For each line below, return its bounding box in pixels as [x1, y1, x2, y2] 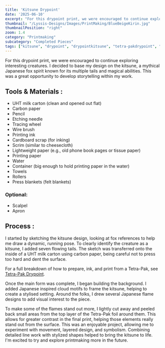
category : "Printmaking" [5, 35, 56, 40]
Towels [12, 169, 27, 174]
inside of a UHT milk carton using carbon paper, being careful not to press [5, 251, 156, 257]
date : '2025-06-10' [5, 12, 45, 17]
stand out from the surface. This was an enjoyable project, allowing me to [5, 321, 154, 327]
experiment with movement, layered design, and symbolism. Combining [5, 326, 150, 333]
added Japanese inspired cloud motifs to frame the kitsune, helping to [5, 285, 147, 291]
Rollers [12, 174, 27, 180]
